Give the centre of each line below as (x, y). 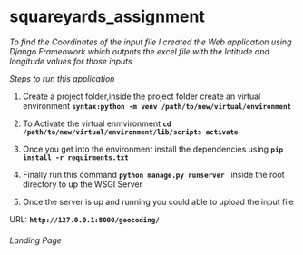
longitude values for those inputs (71, 61)
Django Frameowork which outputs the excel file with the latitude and (140, 51)
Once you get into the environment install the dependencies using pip (153, 149)
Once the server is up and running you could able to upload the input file (158, 201)
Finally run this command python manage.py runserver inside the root (153, 174)
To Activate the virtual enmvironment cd (97, 123)
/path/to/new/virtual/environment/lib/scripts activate (130, 132)
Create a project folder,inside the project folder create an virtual (142, 96)
